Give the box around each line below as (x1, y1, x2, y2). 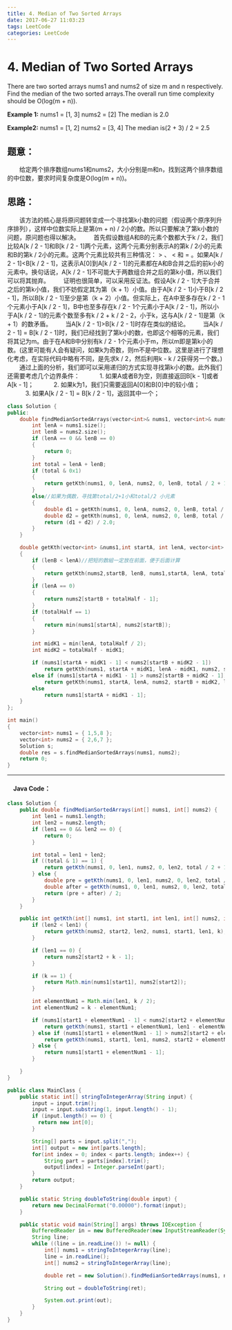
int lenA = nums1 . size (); (32, 422, 107, 429)
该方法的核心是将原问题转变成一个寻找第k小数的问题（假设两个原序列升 (19, 215, 222, 224)
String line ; (32, 1234, 70, 1241)
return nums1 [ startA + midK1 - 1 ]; (43, 691, 147, 698)
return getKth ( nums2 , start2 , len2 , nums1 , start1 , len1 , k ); (43, 928, 227, 935)
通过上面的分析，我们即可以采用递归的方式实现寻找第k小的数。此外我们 (19, 363, 222, 371)
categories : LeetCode (7, 29, 70, 37)
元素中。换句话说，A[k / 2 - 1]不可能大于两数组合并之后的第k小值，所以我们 (7, 267, 222, 276)
